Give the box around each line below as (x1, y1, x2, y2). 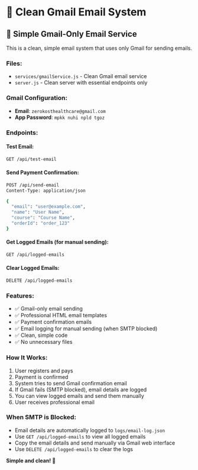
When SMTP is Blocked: (6, 413, 77, 421)
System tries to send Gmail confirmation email (14, 379, 127, 387)
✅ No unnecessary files (14, 339, 73, 346)
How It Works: (6, 353, 48, 362)
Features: (6, 291, 34, 300)
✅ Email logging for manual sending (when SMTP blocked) (14, 325, 158, 332)
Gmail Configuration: (6, 94, 68, 102)
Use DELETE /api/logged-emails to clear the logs (14, 445, 133, 452)
